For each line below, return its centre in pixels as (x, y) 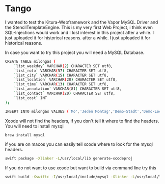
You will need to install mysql (34, 126)
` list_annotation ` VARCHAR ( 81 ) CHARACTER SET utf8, (68, 89)
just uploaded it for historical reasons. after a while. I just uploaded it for (78, 38)
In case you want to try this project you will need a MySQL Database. (75, 53)
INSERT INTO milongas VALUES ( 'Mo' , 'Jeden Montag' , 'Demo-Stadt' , (73, 111)
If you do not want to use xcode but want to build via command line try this (81, 168)
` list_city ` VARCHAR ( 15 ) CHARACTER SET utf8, (61, 75)
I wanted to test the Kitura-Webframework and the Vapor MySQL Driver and (82, 22)
